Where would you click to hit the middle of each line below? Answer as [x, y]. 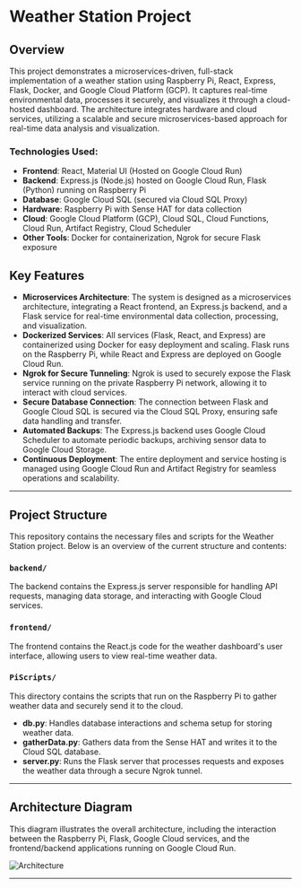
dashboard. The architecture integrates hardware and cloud [147, 109]
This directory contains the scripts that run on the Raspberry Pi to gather [143, 696]
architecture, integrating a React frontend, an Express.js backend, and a [155, 307]
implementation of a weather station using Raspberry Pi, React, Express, [142, 81]
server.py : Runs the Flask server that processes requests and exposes [153, 761]
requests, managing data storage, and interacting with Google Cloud [136, 596]
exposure [40, 248]
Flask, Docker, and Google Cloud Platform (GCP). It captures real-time [138, 90]
